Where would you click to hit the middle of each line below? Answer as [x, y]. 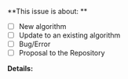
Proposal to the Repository [62, 53]
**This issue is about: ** [48, 11]
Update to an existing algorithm [69, 35]
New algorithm [42, 26]
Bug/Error [35, 44]
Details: [20, 69]
